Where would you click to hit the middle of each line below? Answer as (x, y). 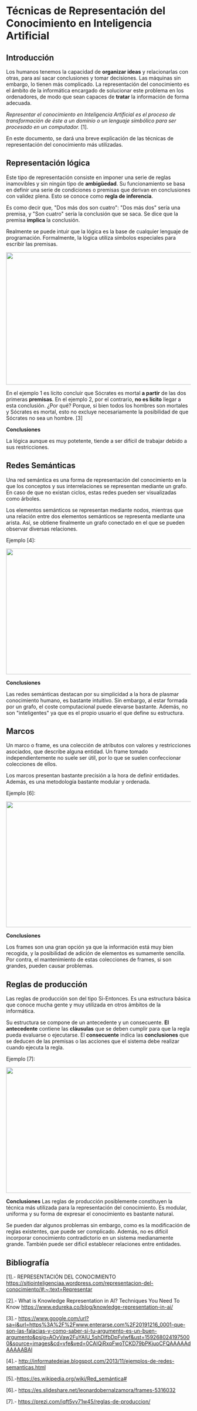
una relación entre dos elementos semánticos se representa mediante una (96, 516)
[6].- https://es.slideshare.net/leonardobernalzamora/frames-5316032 (91, 1390)
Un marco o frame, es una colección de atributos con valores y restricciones (98, 746)
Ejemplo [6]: (21, 793)
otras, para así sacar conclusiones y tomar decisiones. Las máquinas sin (94, 78)
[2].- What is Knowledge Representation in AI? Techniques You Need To (93, 1301)
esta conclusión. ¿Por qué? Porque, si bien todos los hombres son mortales (97, 405)
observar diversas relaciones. (42, 529)
